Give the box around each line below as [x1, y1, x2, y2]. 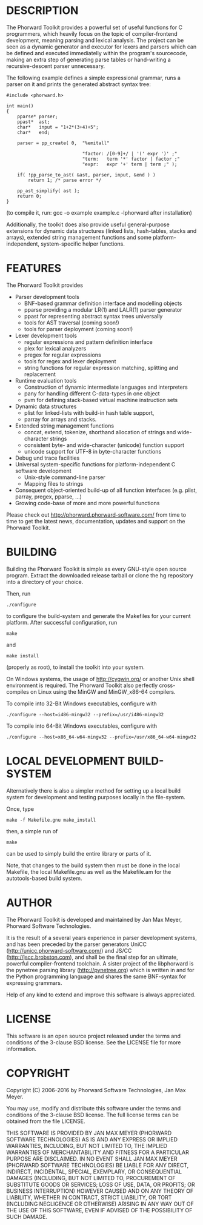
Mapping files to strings [24, 480, 84, 487]
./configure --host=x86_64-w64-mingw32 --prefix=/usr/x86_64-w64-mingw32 [6, 734, 197, 740]
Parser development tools [15, 293, 80, 300]
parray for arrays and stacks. [24, 415, 97, 423]
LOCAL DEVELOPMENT [6, 754, 125, 768]
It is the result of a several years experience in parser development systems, [6, 934, 197, 941]
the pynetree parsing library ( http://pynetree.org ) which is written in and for [6, 966, 195, 973]
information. [6, 1045, 37, 1052]
